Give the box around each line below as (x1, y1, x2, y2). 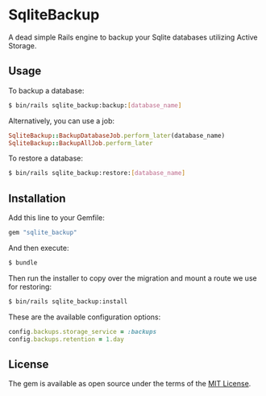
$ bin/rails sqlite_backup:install (8, 297, 128, 306)
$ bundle (8, 258, 38, 267)
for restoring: (8, 281, 52, 291)
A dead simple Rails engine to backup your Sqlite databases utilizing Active (8, 32, 258, 42)
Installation (8, 191, 66, 205)
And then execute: (8, 243, 69, 252)
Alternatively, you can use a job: (8, 115, 115, 126)
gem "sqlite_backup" (8, 228, 78, 237)
